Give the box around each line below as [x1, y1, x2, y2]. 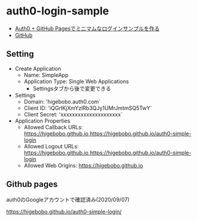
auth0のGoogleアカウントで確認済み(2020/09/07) [6, 196, 130, 203]
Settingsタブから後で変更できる [32, 85, 112, 92]
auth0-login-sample [6, 4, 109, 18]
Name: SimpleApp [23, 71, 69, 79]
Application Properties [14, 117, 71, 124]
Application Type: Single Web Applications [23, 77, 129, 85]
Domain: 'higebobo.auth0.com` [23, 98, 101, 105]
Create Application [14, 65, 61, 72]
